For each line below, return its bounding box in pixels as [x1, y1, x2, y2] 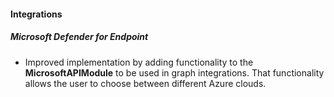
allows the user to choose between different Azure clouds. [24, 77, 267, 89]
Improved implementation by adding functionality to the [24, 56, 254, 68]
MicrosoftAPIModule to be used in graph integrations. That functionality [24, 66, 325, 79]
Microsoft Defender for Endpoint [10, 31, 149, 43]
